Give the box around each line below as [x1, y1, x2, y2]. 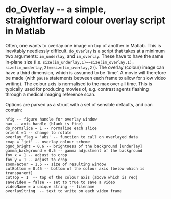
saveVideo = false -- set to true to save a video [5, 180, 115, 185]
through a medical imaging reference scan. [5, 91, 96, 97]
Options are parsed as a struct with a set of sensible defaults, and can [5, 101, 153, 107]
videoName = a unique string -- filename [5, 184, 95, 189]
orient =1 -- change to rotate [5, 130, 72, 135]
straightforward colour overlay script [5, 14, 165, 26]
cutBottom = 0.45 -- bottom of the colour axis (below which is [5, 166, 145, 171]
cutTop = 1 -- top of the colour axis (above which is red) [5, 175, 138, 180]
